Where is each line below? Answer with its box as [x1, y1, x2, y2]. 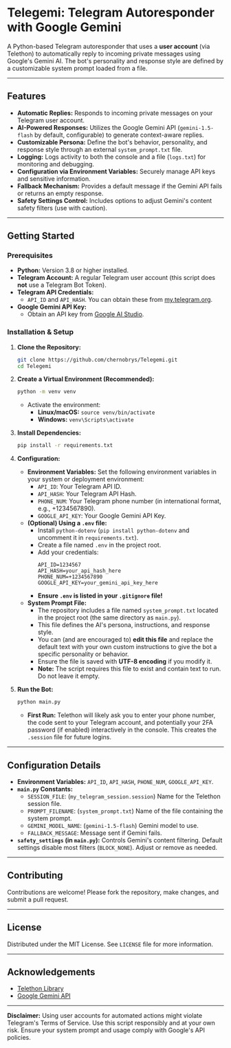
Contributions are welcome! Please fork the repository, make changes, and [7, 888, 219, 896]
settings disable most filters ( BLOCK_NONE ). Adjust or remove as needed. [16, 843, 218, 851]
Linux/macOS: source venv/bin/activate [37, 408, 155, 417]
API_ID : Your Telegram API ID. [37, 483, 122, 491]
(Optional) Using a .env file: [27, 519, 107, 527]
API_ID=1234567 [37, 562, 81, 569]
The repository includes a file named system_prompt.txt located [37, 607, 219, 615]
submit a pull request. [7, 895, 69, 904]
